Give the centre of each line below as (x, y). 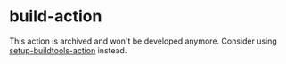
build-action (56, 16)
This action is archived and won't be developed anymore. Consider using (143, 41)
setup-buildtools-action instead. (68, 50)
